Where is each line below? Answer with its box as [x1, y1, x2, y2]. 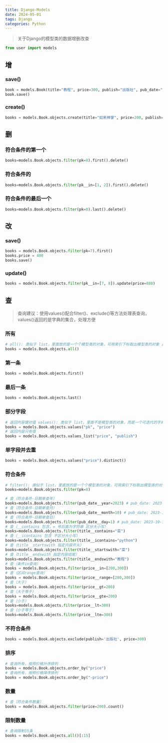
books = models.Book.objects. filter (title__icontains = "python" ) [5, 538, 137, 543]
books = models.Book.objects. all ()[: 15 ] [5, 733, 91, 739]
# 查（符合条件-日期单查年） [5, 496, 57, 501]
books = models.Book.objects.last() [5, 395, 81, 400]
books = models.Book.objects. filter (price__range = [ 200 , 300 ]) [5, 575, 135, 580]
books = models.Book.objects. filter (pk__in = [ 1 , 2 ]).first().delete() [5, 182, 149, 187]
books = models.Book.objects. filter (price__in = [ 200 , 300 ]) [5, 566, 128, 571]
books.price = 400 [5, 253, 43, 258]
